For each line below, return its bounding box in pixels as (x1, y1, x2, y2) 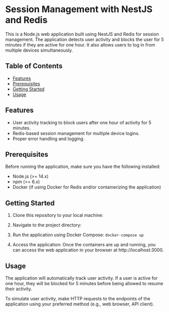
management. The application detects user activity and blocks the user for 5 (5, 36, 164, 42)
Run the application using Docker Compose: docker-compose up (12, 232, 144, 238)
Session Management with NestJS (5, 4, 153, 15)
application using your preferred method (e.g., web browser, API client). (5, 301, 154, 307)
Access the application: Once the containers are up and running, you (12, 242, 156, 248)
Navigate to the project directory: (12, 222, 82, 228)
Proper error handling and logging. (12, 136, 85, 142)
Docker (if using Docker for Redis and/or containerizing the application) (12, 184, 161, 190)
